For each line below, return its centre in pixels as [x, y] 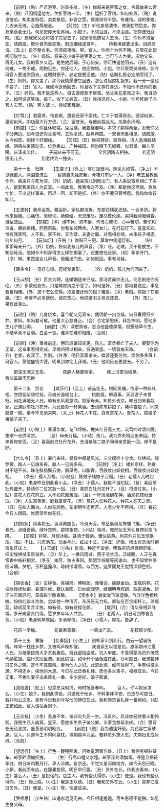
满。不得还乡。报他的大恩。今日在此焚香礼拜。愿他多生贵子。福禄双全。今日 [82, 671]
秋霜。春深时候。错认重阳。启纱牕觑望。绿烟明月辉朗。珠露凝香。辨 [90, 589]
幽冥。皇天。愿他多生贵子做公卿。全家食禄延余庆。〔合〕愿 [94, 722]
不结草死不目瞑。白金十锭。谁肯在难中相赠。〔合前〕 [57, 333]
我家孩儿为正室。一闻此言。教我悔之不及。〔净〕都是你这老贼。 [85, 187]
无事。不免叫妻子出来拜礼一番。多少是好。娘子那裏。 [59, 677]
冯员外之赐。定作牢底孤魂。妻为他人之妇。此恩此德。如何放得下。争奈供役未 [82, 665]
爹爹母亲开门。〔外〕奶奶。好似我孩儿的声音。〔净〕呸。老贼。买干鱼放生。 [80, 246]
